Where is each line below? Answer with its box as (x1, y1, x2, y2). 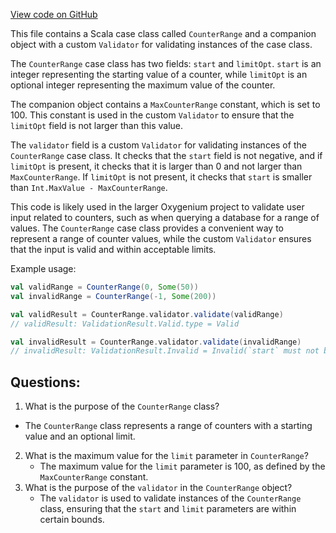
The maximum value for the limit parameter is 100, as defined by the (39, 460, 326, 473)
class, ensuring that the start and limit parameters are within (39, 503, 297, 515)
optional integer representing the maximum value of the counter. (10, 79, 276, 91)
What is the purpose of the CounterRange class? (24, 400, 220, 413)
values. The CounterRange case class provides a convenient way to (10, 222, 285, 234)
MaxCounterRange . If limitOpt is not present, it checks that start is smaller (10, 171, 313, 183)
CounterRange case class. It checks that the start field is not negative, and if (10, 150, 323, 161)
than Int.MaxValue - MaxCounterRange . (10, 182, 168, 193)
